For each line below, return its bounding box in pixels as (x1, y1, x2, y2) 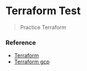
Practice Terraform (20, 24, 66, 31)
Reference (5, 38, 36, 47)
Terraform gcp (14, 58, 50, 66)
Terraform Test (5, 4, 81, 18)
